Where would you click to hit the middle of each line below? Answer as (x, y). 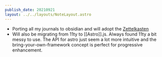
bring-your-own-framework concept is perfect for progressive (77, 44)
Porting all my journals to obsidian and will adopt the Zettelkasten (80, 28)
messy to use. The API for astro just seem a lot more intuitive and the (84, 39)
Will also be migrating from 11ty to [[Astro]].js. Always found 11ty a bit (84, 34)
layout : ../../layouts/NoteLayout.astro (48, 14)
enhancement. (27, 50)
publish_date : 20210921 (30, 10)
